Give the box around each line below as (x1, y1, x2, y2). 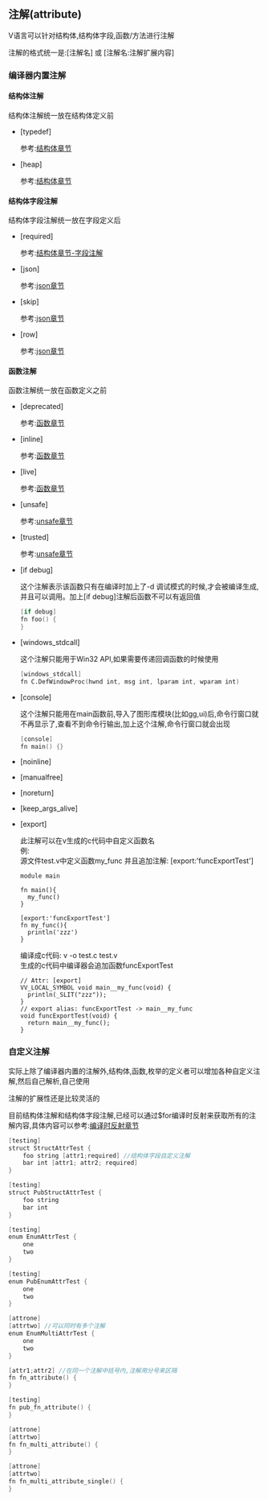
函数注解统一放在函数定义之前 (8, 386, 107, 395)
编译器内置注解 (8, 69, 67, 81)
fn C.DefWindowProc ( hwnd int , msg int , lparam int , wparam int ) (19, 677, 240, 686)
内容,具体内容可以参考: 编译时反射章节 (14, 1120, 140, 1130)
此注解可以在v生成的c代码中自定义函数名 (19, 836, 155, 845)
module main (19, 872, 60, 880)
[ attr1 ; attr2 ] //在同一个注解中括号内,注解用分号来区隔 (8, 1366, 177, 1374)
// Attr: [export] (19, 977, 82, 985)
